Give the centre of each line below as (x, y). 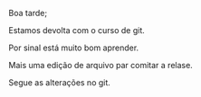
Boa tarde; (28, 13)
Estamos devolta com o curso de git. (77, 30)
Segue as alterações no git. (59, 83)
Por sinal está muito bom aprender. (74, 48)
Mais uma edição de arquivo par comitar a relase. (101, 65)
